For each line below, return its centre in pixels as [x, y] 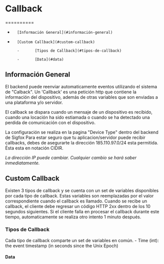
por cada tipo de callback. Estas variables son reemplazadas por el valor [80, 196]
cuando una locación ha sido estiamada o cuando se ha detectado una [78, 117]
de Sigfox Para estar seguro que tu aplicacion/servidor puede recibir [75, 137]
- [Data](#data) [41, 59]
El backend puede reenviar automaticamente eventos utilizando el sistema [81, 86]
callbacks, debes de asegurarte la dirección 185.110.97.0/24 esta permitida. [82, 142]
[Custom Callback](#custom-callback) [56, 42]
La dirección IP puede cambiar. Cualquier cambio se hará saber [71, 157]
